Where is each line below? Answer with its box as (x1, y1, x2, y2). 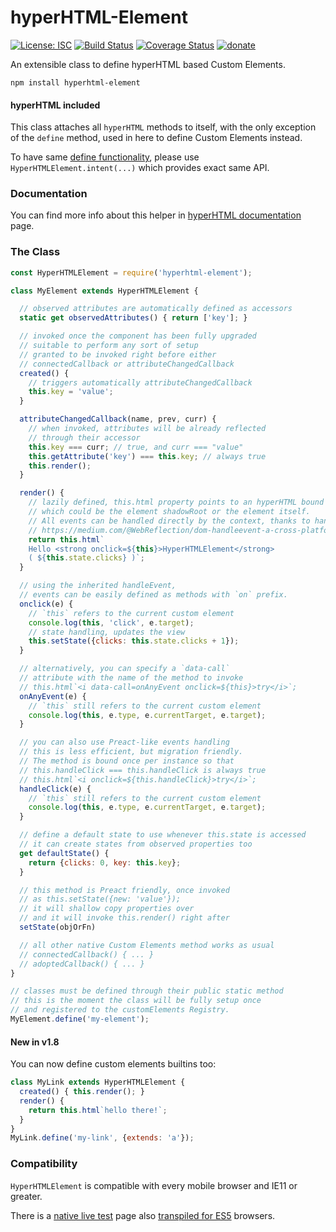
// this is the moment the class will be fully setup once (10, 996, 262, 1006)
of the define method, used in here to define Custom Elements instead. (10, 132, 303, 144)
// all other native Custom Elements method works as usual (19, 940, 275, 950)
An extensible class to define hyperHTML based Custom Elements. (10, 58, 286, 70)
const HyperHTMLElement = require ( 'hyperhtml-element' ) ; (10, 267, 253, 278)
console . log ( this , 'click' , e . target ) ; (28, 617, 195, 628)
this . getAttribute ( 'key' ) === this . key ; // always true (28, 451, 267, 461)
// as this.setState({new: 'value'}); (19, 894, 182, 905)
